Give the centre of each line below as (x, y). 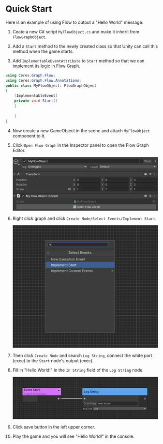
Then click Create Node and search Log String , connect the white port (82, 356)
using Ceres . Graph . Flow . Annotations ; (44, 80)
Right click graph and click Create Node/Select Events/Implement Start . (84, 218)
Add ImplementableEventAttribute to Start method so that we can (78, 61)
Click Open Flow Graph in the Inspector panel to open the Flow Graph (81, 145)
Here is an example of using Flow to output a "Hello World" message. (74, 22)
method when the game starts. (43, 51)
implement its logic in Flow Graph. (46, 66)
